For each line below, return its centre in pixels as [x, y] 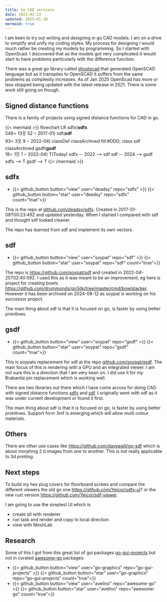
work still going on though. [32, 90]
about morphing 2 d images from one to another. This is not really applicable [84, 451]
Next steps [22, 472]
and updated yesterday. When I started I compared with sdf [97, 215]
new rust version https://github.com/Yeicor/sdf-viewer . [62, 495]
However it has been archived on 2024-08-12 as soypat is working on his [81, 294]
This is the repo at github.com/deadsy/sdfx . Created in [61, 209]
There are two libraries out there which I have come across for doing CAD [81, 387]
